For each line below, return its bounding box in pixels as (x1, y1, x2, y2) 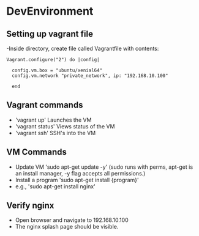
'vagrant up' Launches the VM (15, 116, 92, 124)
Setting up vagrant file (6, 29, 94, 39)
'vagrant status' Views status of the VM (15, 122, 115, 130)
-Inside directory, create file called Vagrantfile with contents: (6, 45, 159, 52)
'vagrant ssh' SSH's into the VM (15, 129, 96, 136)
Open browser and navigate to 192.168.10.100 (15, 216, 129, 224)
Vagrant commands (6, 100, 83, 111)
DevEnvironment (6, 4, 94, 18)
